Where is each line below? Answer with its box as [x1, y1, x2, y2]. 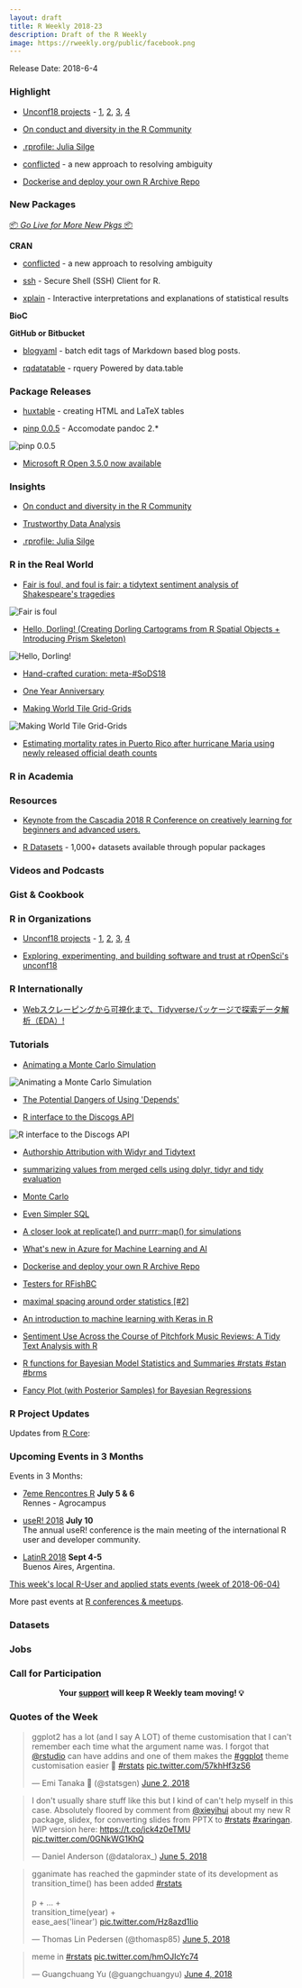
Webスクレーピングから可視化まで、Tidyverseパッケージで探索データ [22, 1004, 282, 1015]
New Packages [9, 198, 77, 211]
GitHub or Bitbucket [9, 327, 86, 338]
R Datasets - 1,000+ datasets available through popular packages [22, 841, 266, 852]
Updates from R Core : [9, 1427, 90, 1438]
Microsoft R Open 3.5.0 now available [22, 458, 162, 469]
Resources [9, 794, 58, 807]
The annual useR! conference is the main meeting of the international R [22, 1525, 287, 1535]
